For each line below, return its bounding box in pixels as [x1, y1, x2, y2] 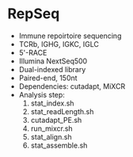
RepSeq [7, 5, 60, 23]
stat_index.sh [30, 98, 74, 108]
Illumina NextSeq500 [18, 56, 88, 66]
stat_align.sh [30, 132, 72, 141]
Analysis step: [18, 90, 65, 99]
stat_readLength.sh [30, 106, 94, 116]
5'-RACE [18, 48, 47, 57]
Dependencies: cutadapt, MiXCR [18, 81, 126, 91]
